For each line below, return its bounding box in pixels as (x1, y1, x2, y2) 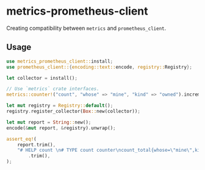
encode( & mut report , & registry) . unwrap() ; (6, 125, 116, 131)
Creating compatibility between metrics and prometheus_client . (6, 24, 167, 32)
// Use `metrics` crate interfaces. (6, 86, 99, 92)
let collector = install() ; (6, 75, 78, 81)
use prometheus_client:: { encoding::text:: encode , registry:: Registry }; (6, 64, 192, 70)
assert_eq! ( (6, 136, 37, 142)
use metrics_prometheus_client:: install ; (6, 58, 113, 65)
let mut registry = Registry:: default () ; (6, 102, 113, 109)
